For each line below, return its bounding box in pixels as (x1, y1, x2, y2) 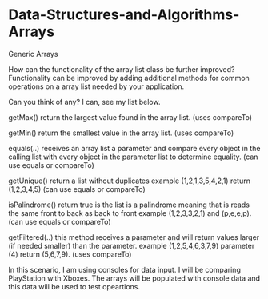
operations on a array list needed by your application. (8, 82, 185, 91)
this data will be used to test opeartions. (8, 281, 140, 291)
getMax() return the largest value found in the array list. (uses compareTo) (8, 112, 253, 122)
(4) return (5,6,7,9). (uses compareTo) (8, 249, 132, 259)
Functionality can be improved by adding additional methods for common (8, 73, 250, 82)
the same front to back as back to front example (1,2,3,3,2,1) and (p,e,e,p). (8, 208, 252, 217)
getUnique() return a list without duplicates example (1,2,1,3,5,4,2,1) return (8, 176, 250, 185)
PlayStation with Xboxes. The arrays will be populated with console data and (8, 273, 261, 283)
